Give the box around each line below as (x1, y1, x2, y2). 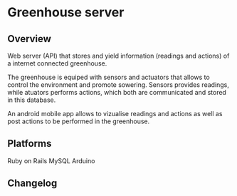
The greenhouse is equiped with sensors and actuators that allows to (7, 73, 210, 81)
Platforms (7, 138, 52, 150)
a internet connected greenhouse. (7, 59, 107, 68)
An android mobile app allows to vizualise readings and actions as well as (7, 110, 223, 118)
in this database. (7, 96, 56, 104)
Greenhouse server (7, 4, 125, 21)
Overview (7, 33, 52, 45)
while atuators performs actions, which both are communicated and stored (7, 88, 226, 96)
